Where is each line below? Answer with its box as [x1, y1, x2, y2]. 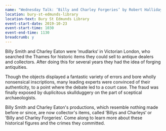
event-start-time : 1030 [5, 26, 54, 31]
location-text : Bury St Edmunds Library [5, 16, 90, 21]
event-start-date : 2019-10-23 [5, 21, 68, 26]
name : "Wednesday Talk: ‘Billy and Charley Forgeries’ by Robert [5, 7, 142, 12]
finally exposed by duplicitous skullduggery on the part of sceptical [5, 89, 142, 95]
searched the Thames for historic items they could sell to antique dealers [5, 53, 154, 59]
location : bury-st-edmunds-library [5, 12, 79, 17]
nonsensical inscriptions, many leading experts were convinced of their [5, 79, 151, 85]
